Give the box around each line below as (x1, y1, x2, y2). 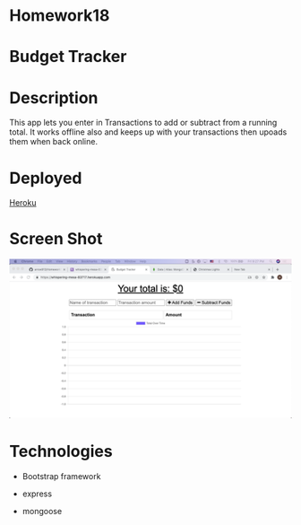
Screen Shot (9, 229, 103, 249)
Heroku (9, 197, 37, 208)
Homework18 (9, 5, 110, 26)
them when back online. (9, 136, 99, 147)
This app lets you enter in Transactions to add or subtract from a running (9, 118, 278, 128)
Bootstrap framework (21, 470, 101, 481)
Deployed (9, 168, 82, 188)
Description (9, 87, 99, 108)
